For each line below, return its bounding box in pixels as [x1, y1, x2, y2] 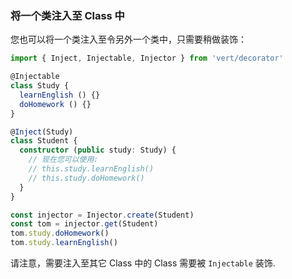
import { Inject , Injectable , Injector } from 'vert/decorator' [10, 53, 284, 64]
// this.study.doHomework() [28, 173, 145, 183]
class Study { [10, 81, 70, 91]
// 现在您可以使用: [28, 155, 99, 165]
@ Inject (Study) [10, 127, 74, 137]
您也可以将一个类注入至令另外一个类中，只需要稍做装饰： [10, 33, 247, 46]
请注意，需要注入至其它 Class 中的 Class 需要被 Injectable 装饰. [10, 257, 276, 269]
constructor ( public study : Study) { [19, 145, 177, 156]
